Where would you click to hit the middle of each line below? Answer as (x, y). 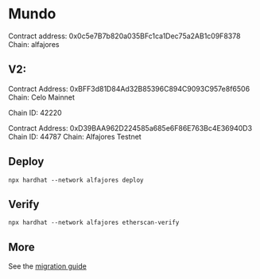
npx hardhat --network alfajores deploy (76, 180)
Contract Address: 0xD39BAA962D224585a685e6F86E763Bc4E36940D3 (130, 128)
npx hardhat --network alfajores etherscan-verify (94, 223)
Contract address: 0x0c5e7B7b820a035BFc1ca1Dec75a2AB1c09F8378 (124, 36)
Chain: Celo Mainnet (42, 97)
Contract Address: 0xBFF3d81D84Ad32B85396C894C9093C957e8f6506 (129, 88)
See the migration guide (48, 266)
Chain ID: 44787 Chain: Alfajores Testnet (75, 136)
